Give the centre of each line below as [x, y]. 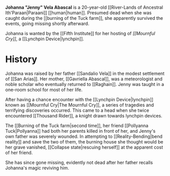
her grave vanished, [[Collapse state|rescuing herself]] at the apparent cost [84, 147]
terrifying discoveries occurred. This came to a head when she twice [77, 110]
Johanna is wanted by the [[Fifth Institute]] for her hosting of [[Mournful [80, 33]
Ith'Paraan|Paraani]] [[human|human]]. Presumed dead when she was [78, 13]
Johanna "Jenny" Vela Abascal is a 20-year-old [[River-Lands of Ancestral [84, 7]
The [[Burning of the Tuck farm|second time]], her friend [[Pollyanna [77, 125]
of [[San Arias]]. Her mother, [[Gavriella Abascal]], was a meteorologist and [84, 79]
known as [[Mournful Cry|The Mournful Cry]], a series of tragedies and [80, 105]
